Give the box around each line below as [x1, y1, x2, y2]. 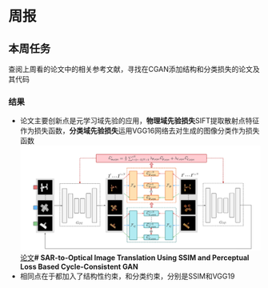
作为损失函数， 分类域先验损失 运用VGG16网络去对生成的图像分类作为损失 [19, 126, 260, 136]
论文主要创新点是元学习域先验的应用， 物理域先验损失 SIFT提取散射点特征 [19, 116, 260, 126]
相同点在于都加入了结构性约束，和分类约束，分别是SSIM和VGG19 [19, 271, 235, 281]
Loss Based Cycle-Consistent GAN [19, 262, 138, 271]
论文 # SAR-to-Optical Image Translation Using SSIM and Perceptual [19, 253, 250, 262]
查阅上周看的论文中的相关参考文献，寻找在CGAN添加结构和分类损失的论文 [8, 65, 254, 74]
